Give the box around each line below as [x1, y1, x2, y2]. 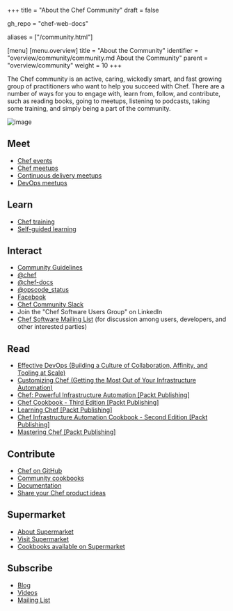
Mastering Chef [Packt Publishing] [17, 428, 116, 436]
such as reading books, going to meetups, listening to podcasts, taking [7, 97, 210, 105]
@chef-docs [17, 278, 54, 286]
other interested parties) [17, 323, 88, 331]
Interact [7, 245, 42, 257]
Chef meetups [17, 164, 58, 172]
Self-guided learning [17, 224, 77, 233]
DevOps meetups [17, 178, 67, 187]
